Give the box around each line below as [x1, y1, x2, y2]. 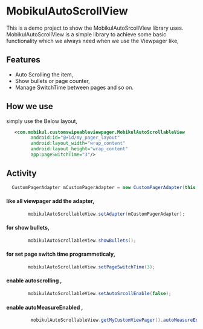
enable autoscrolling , [6, 277, 62, 284]
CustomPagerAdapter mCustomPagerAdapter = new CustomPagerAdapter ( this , [11, 184, 199, 190]
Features [6, 55, 40, 65]
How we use [6, 101, 53, 111]
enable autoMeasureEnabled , [6, 304, 83, 311]
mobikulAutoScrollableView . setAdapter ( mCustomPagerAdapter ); [28, 211, 185, 217]
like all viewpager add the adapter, [6, 198, 95, 205]
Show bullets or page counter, [14, 77, 90, 84]
